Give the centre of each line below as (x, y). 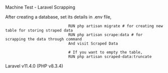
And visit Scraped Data (93, 43)
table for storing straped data (39, 30)
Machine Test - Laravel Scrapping (40, 7)
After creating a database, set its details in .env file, (58, 17)
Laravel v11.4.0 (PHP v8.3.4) (34, 66)
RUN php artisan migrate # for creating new (116, 26)
